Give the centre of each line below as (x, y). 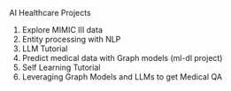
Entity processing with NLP (71, 39)
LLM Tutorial (45, 49)
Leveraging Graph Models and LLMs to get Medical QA (122, 77)
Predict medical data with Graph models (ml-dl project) (122, 58)
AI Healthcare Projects (50, 13)
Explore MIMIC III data (62, 30)
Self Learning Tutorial (61, 67)
